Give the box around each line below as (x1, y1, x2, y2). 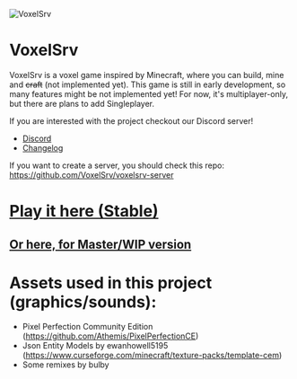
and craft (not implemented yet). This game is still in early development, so (9, 79, 286, 90)
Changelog (22, 142, 64, 153)
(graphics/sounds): (9, 292, 157, 312)
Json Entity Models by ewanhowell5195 (22, 340, 169, 351)
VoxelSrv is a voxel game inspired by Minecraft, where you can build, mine (9, 69, 284, 80)
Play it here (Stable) (9, 201, 159, 222)
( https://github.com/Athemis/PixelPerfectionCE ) (22, 331, 199, 341)
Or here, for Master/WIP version (9, 236, 192, 251)
